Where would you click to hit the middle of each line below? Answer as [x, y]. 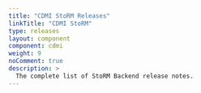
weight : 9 [25, 53]
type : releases [34, 31]
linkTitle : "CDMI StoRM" [50, 23]
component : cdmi [36, 46]
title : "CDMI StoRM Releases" [60, 16]
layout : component [39, 38]
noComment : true [36, 61]
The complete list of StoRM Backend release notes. [105, 76]
